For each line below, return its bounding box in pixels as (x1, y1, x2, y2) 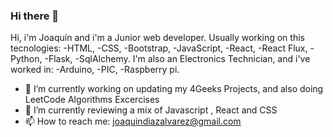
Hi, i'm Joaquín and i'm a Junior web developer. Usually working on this (10, 32, 305, 44)
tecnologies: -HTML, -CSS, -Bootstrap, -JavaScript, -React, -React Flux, (10, 42, 308, 54)
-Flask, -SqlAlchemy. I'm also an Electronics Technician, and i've (44, 53, 311, 65)
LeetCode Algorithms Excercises (24, 94, 160, 106)
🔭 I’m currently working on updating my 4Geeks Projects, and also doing (24, 83, 324, 95)
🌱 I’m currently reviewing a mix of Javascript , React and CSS (24, 104, 278, 116)
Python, (10, 53, 43, 65)
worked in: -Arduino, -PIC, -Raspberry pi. (10, 64, 180, 76)
